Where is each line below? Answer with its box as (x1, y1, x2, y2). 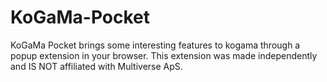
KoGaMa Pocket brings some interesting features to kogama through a (10, 39, 301, 51)
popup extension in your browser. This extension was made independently (10, 49, 318, 61)
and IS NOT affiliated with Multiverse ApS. (10, 60, 183, 72)
